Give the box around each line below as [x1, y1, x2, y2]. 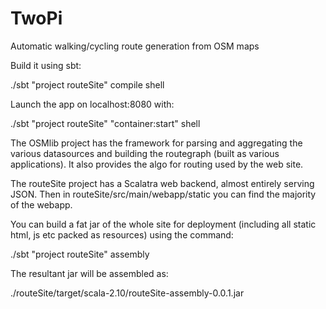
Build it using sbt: [10, 59, 82, 71]
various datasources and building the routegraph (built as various [10, 147, 280, 159]
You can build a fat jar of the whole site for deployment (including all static [10, 218, 317, 230]
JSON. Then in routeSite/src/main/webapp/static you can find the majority [10, 188, 317, 200]
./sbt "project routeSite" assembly [10, 248, 150, 260]
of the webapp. [10, 198, 73, 211]
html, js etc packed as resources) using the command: [10, 228, 234, 241]
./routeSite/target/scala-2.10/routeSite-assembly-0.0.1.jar [10, 287, 245, 299]
